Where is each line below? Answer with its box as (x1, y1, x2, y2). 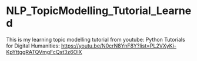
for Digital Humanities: (6, 42, 60, 49)
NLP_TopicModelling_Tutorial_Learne (6, 4, 192, 18)
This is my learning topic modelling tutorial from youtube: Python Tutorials (6, 36, 185, 43)
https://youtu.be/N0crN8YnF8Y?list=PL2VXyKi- (61, 42, 177, 49)
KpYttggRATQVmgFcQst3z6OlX (6, 48, 82, 55)
